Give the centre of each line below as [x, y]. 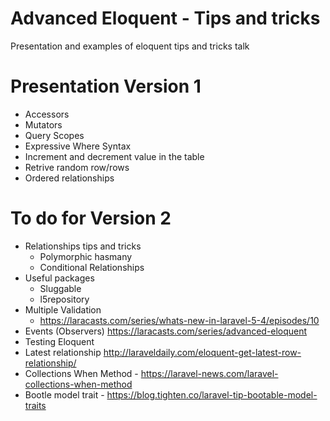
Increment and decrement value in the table [114, 156]
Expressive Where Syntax [78, 146]
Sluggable [60, 288]
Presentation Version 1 [106, 86]
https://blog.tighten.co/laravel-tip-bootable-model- [212, 394]
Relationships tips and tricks [83, 246]
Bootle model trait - [64, 394]
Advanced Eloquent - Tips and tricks [165, 18]
